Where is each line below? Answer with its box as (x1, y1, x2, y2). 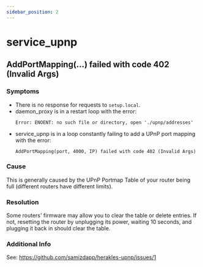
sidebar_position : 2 (6, 9, 59, 15)
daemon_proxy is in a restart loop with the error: (15, 107, 137, 115)
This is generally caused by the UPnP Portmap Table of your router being (6, 176, 191, 183)
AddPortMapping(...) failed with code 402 (6, 59, 169, 70)
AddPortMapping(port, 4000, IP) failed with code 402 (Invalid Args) (15, 148, 197, 154)
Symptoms (6, 87, 40, 96)
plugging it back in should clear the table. (6, 225, 111, 232)
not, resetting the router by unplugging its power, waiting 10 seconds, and (6, 218, 192, 226)
